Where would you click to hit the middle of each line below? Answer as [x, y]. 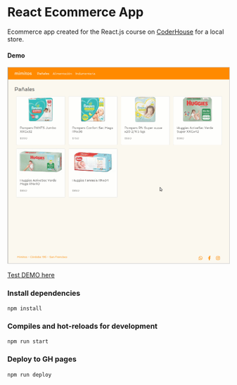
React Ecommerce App [76, 12]
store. [16, 39]
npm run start [28, 341]
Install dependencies [44, 293]
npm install [25, 308]
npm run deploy [30, 374]
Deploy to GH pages [42, 359]
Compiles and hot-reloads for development [83, 326]
